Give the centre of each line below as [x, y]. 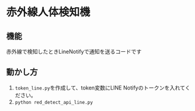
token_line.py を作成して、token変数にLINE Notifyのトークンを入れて [100, 88]
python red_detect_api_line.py [54, 102]
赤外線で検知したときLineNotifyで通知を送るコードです [74, 52]
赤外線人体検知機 [48, 12]
